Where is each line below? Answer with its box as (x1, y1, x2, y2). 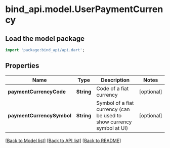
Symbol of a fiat (96, 99, 134, 106)
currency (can (96, 106, 130, 113)
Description (101, 77, 130, 84)
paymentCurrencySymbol (8, 112, 72, 119)
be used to (96, 112, 122, 119)
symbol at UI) (96, 124, 128, 131)
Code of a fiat (96, 85, 129, 92)
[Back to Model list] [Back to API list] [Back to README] (5, 137, 121, 143)
